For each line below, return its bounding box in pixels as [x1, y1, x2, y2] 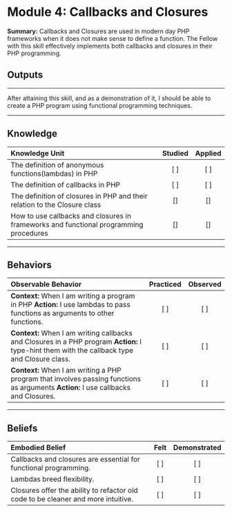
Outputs [7, 69, 43, 81]
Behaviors [7, 259, 52, 270]
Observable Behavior [10, 279, 81, 289]
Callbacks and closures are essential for [10, 454, 140, 464]
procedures [10, 228, 48, 238]
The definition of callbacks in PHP [10, 180, 121, 189]
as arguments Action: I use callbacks [10, 383, 131, 393]
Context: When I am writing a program [10, 291, 135, 301]
